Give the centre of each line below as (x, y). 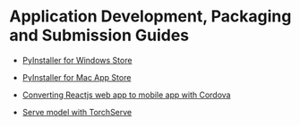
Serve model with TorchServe (77, 112)
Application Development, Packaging (150, 17)
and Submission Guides (99, 35)
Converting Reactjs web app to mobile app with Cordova (126, 95)
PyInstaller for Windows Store (77, 60)
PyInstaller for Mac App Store (77, 77)
